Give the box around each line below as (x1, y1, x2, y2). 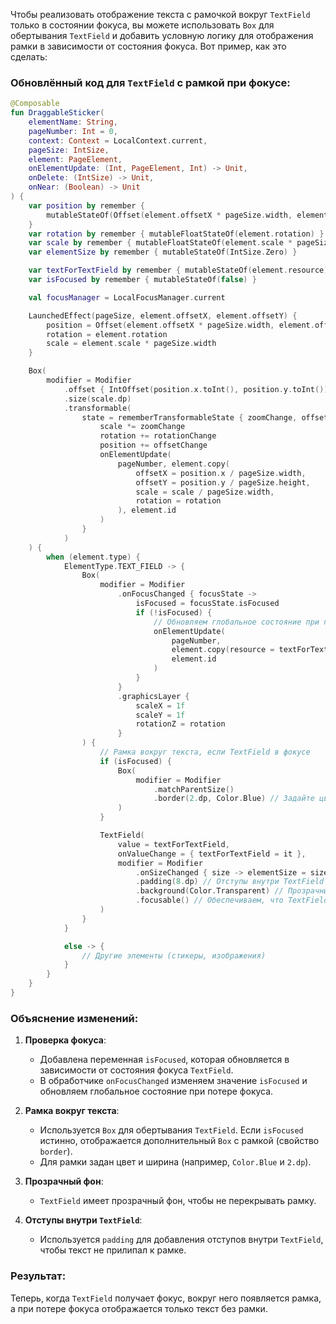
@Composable (10, 99, 60, 109)
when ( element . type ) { (46, 552, 141, 562)
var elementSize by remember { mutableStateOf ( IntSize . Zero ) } (28, 247, 298, 258)
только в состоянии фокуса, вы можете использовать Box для (10, 19, 275, 31)
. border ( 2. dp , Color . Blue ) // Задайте (153, 794, 315, 804)
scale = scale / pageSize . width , (135, 487, 275, 497)
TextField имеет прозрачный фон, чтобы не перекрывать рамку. (39, 1195, 317, 1207)
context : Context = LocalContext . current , (28, 135, 208, 146)
